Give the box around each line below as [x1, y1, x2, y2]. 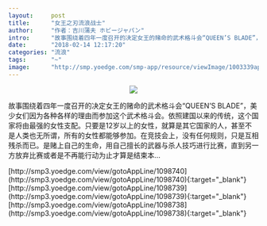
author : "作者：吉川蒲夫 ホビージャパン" [8, 26, 145, 34]
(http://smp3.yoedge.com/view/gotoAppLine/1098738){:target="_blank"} [8, 208, 247, 218]
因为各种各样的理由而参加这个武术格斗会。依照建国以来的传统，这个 [29, 110, 252, 120]
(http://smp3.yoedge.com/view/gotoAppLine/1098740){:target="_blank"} [8, 174, 247, 184]
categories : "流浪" [8, 48, 71, 56]
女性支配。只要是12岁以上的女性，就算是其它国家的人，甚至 [49, 121, 246, 130]
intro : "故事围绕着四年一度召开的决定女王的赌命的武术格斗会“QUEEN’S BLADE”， [8, 33, 262, 42]
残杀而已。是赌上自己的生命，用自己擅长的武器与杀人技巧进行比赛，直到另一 [8, 140, 259, 150]
